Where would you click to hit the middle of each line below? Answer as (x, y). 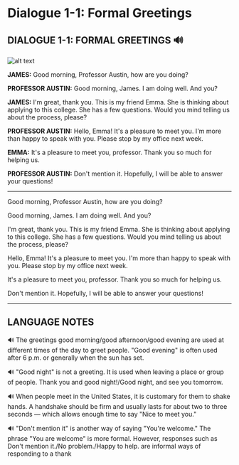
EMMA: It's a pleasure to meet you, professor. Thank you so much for (110, 152)
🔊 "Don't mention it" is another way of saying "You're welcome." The (109, 428)
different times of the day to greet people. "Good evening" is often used (113, 350)
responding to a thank (39, 454)
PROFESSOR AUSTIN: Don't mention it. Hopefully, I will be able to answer (115, 173)
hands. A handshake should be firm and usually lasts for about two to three (117, 406)
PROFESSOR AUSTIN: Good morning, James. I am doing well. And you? (113, 88)
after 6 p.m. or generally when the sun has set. (76, 358)
